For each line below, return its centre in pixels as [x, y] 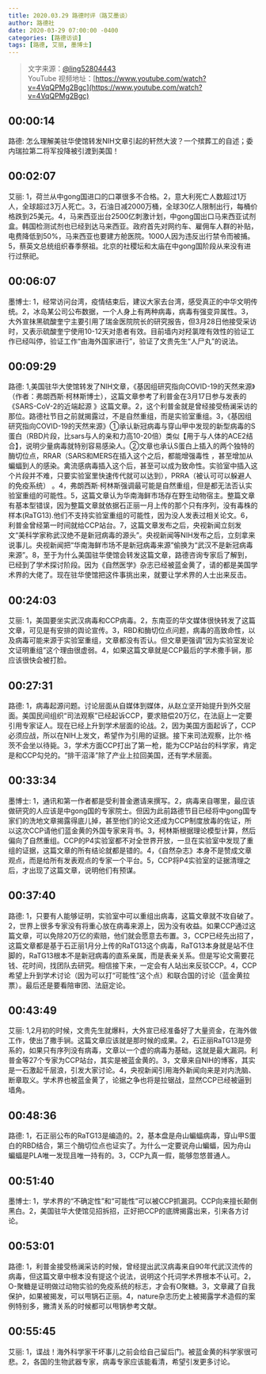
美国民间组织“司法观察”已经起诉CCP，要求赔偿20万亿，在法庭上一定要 [137, 716]
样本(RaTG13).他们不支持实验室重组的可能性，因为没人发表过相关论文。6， [130, 516]
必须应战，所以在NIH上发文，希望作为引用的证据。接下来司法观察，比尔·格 [130, 735]
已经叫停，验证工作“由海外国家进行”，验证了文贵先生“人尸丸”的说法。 [129, 341]
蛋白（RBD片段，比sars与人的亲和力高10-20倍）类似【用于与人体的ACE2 [127, 436]
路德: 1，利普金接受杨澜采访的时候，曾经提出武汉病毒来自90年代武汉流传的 [131, 1266]
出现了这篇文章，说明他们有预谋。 [84, 870]
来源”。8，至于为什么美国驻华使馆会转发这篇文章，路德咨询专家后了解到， [130, 555]
